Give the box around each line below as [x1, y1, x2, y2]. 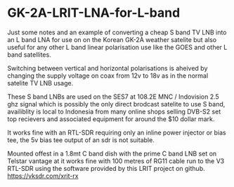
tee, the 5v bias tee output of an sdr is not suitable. [7, 135, 155, 144]
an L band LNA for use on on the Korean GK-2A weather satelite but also [7, 35, 216, 43]
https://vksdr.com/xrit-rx [7, 172, 79, 180]
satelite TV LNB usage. [7, 78, 74, 87]
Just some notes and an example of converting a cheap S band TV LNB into [7, 28, 227, 36]
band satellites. [7, 50, 51, 59]
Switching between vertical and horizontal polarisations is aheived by [7, 64, 208, 72]
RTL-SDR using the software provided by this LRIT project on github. [7, 164, 205, 172]
